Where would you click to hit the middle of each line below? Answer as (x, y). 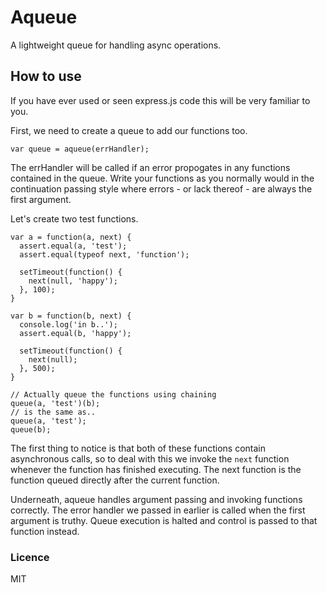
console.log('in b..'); (68, 324)
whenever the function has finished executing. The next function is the (156, 469)
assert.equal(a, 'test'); (73, 246)
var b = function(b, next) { (71, 316)
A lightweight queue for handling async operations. (116, 45)
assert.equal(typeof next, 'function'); (104, 254)
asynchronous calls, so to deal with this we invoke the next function (150, 458)
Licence (30, 557)
